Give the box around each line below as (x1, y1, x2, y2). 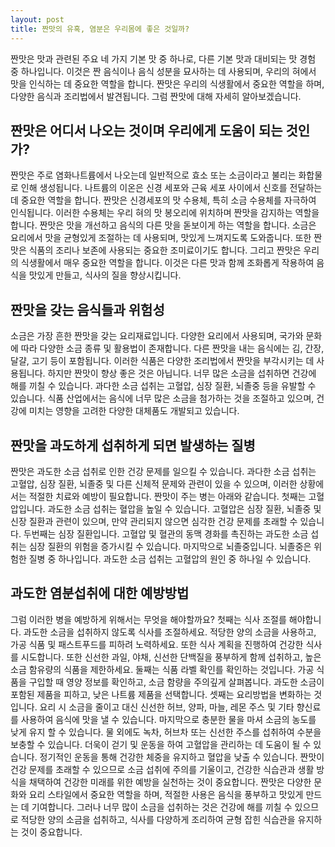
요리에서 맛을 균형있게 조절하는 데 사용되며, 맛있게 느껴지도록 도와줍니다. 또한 (10, 232, 312, 244)
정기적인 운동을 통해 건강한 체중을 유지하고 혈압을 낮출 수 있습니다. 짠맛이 (39, 751, 325, 763)
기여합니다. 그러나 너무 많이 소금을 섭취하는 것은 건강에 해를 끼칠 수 (31, 801, 293, 813)
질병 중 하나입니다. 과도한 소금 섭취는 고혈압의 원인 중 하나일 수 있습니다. (28, 552, 312, 565)
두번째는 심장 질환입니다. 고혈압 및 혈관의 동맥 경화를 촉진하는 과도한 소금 (23, 527, 309, 540)
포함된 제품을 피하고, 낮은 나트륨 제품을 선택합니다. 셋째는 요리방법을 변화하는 (10, 688, 312, 700)
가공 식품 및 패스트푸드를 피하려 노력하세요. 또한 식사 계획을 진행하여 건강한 (10, 638, 304, 650)
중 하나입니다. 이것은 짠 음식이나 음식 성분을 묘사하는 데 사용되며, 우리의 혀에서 (10, 65, 317, 77)
